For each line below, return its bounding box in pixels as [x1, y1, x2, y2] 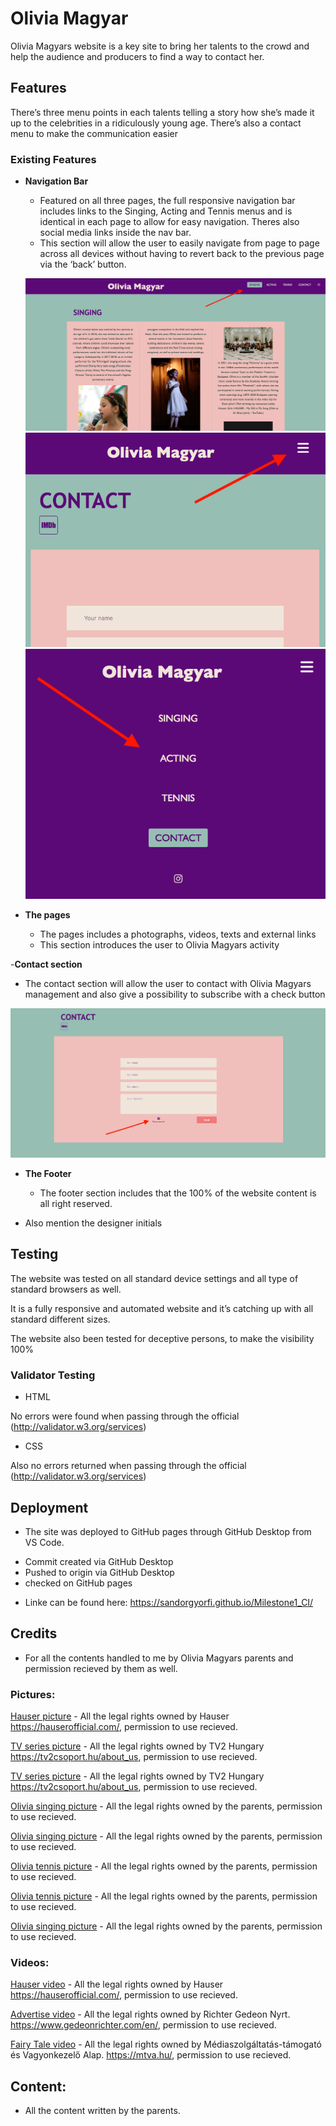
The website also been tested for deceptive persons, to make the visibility [10, 1332, 315, 1344]
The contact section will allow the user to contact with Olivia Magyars [24, 978, 312, 990]
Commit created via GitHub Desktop [24, 1555, 174, 1567]
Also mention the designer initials [24, 1217, 163, 1229]
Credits [10, 1625, 58, 1642]
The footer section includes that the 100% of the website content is [39, 1187, 317, 1199]
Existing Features [10, 152, 97, 166]
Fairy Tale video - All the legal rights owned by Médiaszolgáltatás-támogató [10, 2038, 322, 2051]
